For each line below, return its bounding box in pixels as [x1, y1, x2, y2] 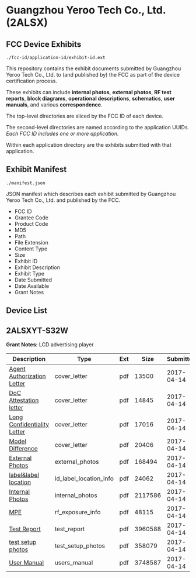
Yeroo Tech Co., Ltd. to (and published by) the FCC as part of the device [6, 71, 180, 78]
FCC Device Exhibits [6, 39, 82, 49]
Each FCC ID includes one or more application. [6, 130, 119, 137]
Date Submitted [14, 276, 52, 283]
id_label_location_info [54, 474, 114, 483]
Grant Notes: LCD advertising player [6, 341, 94, 348]
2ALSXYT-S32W [6, 325, 69, 335]
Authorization [9, 372, 46, 380]
